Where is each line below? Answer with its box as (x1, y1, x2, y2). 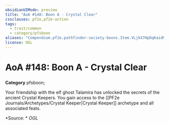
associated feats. (5, 105, 41, 111)
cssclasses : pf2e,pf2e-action (5, 17, 69, 22)
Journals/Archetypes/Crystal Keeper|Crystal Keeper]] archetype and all (5, 100, 154, 106)
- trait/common (10, 26, 42, 31)
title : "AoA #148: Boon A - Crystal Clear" (5, 12, 98, 17)
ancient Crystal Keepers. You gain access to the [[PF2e (5, 94, 120, 100)
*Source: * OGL (5, 115, 38, 121)
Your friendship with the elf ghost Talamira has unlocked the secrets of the (5, 89, 160, 95)
